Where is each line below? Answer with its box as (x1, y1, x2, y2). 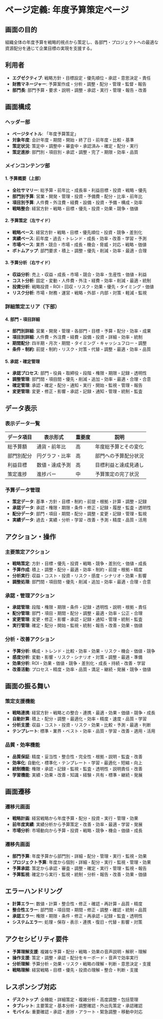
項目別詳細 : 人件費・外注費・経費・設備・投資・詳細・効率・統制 (12, 334, 143, 340)
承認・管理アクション (5, 592, 55, 599)
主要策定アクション (5, 548, 50, 555)
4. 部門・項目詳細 (5, 316, 40, 322)
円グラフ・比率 (36, 453, 72, 459)
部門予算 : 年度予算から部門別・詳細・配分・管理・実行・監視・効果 (12, 853, 147, 859)
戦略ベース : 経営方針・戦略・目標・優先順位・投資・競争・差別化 (12, 229, 143, 235)
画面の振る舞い (5, 682, 50, 690)
